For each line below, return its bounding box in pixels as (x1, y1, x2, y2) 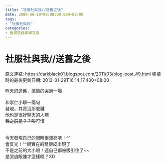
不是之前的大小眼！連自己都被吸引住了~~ (5, 147, 90, 153)
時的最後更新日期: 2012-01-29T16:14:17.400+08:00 (5, 77, 110, 83)
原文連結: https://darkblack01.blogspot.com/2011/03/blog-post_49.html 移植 (5, 71, 161, 77)
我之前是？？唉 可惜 (5, 118, 45, 124)
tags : (5, 16, 16, 21)
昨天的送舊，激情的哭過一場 (5, 88, 62, 94)
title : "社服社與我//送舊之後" (5, 7, 63, 12)
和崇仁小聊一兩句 (5, 99, 40, 105)
